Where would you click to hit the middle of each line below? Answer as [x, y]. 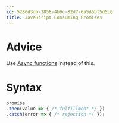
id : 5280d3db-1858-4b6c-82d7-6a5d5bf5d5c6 [59, 12]
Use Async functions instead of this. [51, 63]
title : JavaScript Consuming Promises [54, 17]
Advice [24, 47]
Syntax [24, 87]
